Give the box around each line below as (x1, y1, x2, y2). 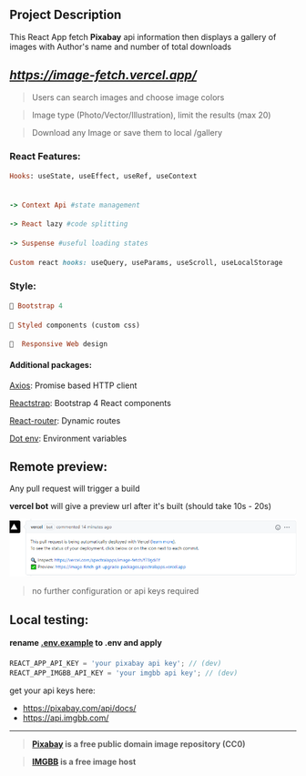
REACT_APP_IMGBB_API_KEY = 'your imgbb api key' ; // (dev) (9, 669, 239, 678)
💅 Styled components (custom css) (9, 321, 141, 330)
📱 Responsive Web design (9, 340, 107, 349)
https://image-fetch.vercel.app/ (9, 67, 198, 83)
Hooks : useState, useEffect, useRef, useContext (9, 171, 198, 180)
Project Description (9, 7, 122, 23)
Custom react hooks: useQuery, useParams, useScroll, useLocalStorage (9, 258, 283, 267)
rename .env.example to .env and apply (9, 638, 162, 648)
